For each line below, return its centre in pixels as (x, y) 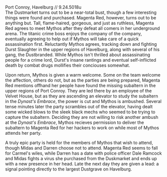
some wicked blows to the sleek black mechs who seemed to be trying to (80, 112)
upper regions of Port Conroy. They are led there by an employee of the (79, 91)
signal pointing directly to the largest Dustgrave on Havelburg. (69, 169)
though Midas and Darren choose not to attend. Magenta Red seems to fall (82, 148)
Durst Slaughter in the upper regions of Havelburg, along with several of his (83, 49)
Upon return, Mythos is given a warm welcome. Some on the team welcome (83, 75)
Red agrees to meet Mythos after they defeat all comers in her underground (83, 28)
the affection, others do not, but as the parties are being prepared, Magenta (83, 80)
